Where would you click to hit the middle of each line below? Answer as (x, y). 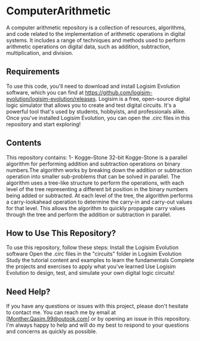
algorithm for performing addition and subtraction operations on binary (93, 164)
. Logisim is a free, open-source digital (143, 99)
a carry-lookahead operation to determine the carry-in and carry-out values (99, 202)
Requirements (33, 72)
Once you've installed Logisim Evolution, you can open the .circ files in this (98, 118)
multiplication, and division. (40, 53)
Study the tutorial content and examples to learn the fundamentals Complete (100, 260)
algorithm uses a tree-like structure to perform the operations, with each (95, 183)
